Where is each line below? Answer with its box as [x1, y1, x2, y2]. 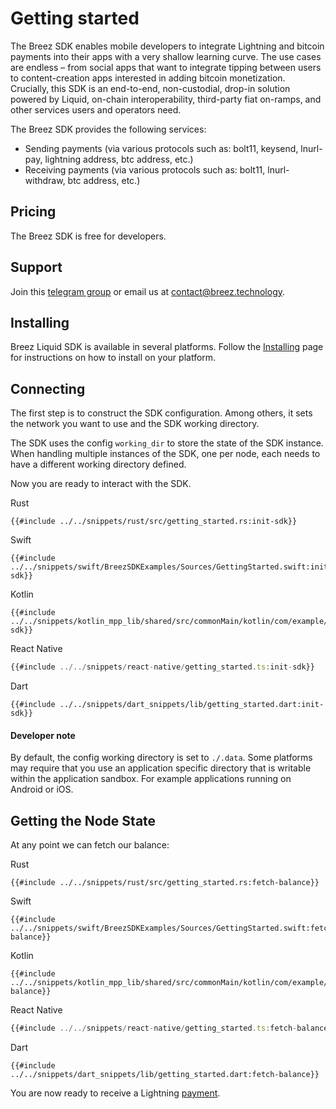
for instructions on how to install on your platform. [10, 352, 217, 364]
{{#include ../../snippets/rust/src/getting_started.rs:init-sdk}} [10, 517, 298, 527]
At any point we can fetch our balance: [10, 839, 170, 851]
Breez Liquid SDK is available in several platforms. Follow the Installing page [10, 341, 324, 353]
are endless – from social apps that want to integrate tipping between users [10, 61, 322, 73]
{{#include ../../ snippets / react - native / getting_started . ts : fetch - [10, 1023, 298, 1034]
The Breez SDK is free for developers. [10, 230, 167, 242]
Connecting [10, 380, 86, 397]
